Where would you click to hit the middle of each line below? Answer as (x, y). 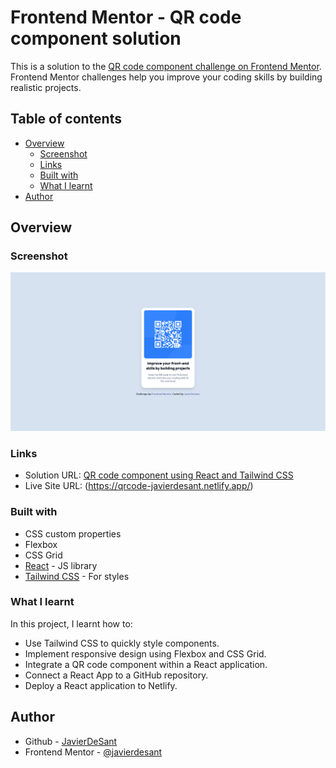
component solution (96, 38)
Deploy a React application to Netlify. (101, 685)
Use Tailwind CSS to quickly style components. (122, 643)
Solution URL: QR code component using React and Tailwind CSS (159, 475)
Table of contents (66, 119)
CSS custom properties (73, 533)
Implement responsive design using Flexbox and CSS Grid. (145, 653)
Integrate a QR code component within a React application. (146, 664)
